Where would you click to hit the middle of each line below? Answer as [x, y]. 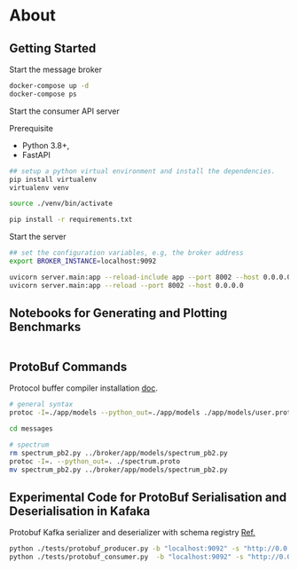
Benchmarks [45, 327]
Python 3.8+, [46, 145]
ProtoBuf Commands [68, 366]
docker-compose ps [43, 94]
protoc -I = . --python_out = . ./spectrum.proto [94, 461]
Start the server [38, 237]
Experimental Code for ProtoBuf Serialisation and [148, 497]
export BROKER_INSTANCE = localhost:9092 [83, 261]
